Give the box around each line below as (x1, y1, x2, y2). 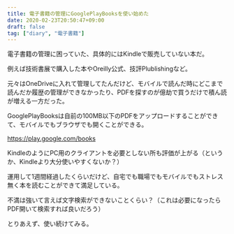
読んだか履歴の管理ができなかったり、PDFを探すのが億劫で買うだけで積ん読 (7, 88, 227, 96)
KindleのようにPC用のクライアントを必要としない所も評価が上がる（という (7, 149, 224, 157)
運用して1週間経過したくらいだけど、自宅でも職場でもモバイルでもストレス (7, 173, 224, 181)
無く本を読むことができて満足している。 (7, 181, 124, 189)
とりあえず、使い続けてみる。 (7, 219, 93, 228)
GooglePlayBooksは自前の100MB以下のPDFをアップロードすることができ (7, 112, 219, 120)
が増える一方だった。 (7, 97, 68, 105)
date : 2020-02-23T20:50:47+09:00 (7, 17, 105, 24)
